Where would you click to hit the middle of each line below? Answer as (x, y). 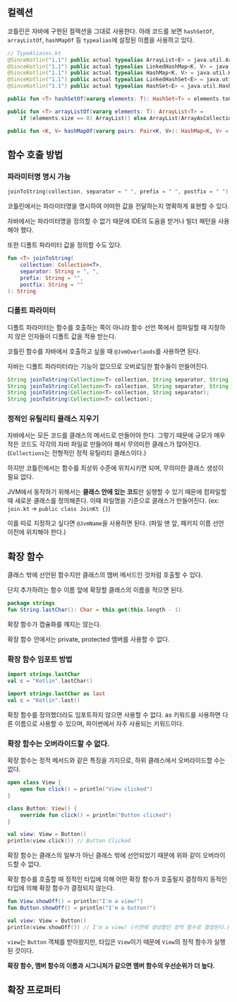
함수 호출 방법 (35, 154)
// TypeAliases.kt (34, 53)
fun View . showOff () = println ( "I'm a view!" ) (75, 902)
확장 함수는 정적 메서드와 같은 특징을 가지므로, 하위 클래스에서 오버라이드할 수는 (116, 760)
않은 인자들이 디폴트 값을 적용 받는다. (65, 336)
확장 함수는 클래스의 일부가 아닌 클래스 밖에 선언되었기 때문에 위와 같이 (104, 855)
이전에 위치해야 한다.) (37, 532)
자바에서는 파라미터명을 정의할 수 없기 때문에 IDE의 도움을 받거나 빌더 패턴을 (112, 221)
